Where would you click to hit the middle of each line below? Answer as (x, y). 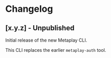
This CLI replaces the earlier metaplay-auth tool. (56, 50)
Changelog (29, 9)
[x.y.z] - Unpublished (40, 28)
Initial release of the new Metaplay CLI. (46, 40)
